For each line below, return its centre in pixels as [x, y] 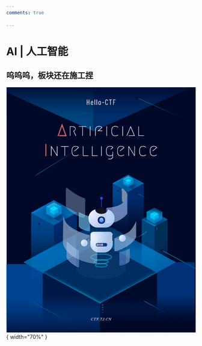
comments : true [25, 13]
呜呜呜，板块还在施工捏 [50, 76]
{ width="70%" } [27, 336]
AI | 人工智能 [37, 51]
